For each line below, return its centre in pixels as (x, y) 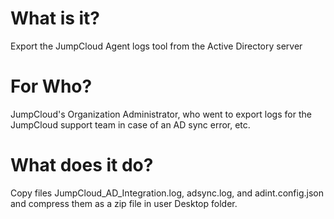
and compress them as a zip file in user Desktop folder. (124, 203)
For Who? (51, 86)
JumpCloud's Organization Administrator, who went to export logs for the (161, 114)
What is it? (55, 18)
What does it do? (82, 165)
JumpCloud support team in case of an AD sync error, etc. (130, 124)
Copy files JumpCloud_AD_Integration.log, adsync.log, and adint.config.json (167, 193)
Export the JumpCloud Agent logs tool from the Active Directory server (156, 46)
